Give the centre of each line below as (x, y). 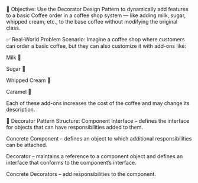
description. (21, 110)
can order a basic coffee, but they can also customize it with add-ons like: (96, 46)
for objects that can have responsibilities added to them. (75, 127)
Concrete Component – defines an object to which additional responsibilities (99, 138)
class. (13, 28)
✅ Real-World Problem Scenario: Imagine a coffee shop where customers (95, 39)
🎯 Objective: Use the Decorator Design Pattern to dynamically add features (97, 9)
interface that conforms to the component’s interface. (72, 163)
